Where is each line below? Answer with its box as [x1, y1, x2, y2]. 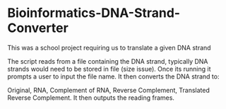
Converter [7, 20, 69, 36]
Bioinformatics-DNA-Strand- [7, 5, 181, 21]
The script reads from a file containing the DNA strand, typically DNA [7, 57, 208, 65]
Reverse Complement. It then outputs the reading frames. [7, 93, 175, 102]
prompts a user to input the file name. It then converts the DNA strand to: [7, 72, 220, 81]
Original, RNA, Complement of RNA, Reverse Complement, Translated [7, 86, 210, 94]
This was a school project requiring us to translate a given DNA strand [7, 43, 211, 52]
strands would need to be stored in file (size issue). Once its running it [7, 64, 211, 73]
